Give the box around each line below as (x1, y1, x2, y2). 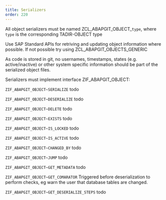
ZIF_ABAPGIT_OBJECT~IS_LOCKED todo (5, 125, 79, 131)
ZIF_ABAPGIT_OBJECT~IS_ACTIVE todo (5, 135, 79, 141)
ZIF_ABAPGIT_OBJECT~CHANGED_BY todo (5, 144, 81, 151)
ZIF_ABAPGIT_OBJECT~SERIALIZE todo (5, 86, 79, 92)
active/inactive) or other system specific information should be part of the (5, 61, 158, 67)
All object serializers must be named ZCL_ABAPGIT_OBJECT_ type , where (5, 26, 157, 32)
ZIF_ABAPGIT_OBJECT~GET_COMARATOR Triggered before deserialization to (5, 174, 150, 180)
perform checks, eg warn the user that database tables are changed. (5, 179, 148, 185)
